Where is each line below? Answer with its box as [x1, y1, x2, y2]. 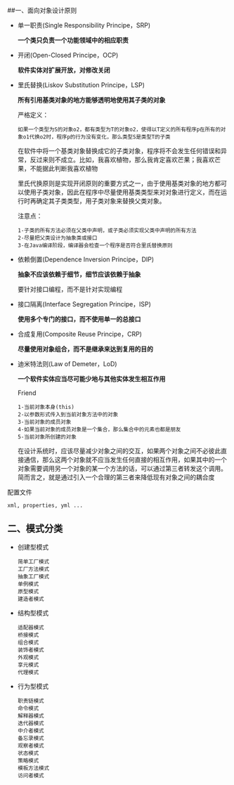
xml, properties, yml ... [7, 502, 83, 509]
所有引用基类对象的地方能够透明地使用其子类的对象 [17, 96, 166, 104]
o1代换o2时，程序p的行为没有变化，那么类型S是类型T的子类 [22, 134, 171, 141]
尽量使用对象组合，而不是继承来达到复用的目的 [17, 345, 153, 353]
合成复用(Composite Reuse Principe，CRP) [17, 330, 143, 338]
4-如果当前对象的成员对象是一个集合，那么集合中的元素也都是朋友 [17, 426, 181, 433]
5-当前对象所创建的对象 [17, 434, 77, 441]
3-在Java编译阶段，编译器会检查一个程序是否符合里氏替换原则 [17, 242, 173, 249]
